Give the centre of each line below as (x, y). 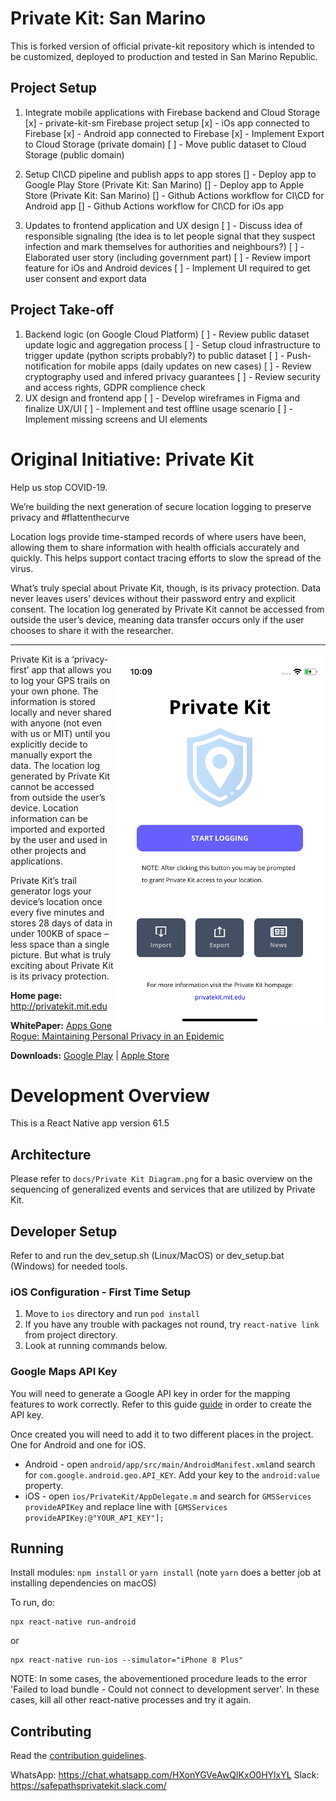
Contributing (51, 1731)
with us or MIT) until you (60, 733)
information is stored (53, 701)
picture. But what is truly (61, 954)
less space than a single (60, 944)
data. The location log (55, 765)
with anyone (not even (56, 723)
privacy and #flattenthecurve (70, 517)
